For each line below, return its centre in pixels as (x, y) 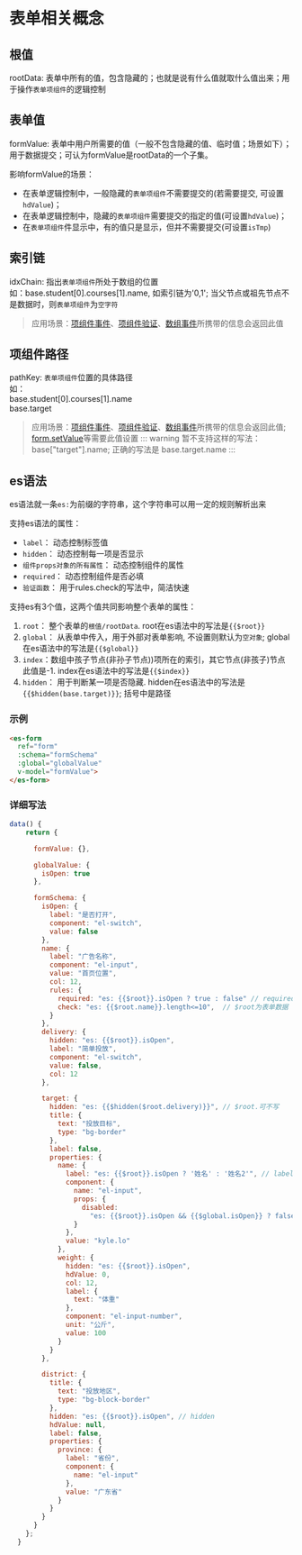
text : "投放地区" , (89, 1391)
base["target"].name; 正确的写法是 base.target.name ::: (133, 450)
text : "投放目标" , (89, 1124)
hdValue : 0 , (88, 1274)
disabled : (100, 1207)
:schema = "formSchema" (58, 755)
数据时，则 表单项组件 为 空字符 (67, 304)
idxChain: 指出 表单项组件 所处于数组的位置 (84, 281)
